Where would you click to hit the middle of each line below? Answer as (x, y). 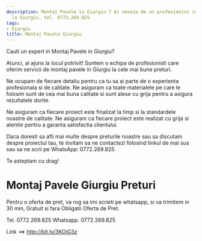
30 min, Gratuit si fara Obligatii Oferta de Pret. (63, 208)
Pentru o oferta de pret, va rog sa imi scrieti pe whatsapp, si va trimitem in (98, 202)
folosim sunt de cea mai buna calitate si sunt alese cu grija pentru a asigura (99, 94)
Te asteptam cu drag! (32, 161)
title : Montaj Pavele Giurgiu (44, 34)
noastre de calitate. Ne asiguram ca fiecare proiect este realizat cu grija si (98, 119)
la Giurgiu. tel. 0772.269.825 (51, 17)
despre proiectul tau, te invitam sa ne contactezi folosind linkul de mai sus (98, 143)
